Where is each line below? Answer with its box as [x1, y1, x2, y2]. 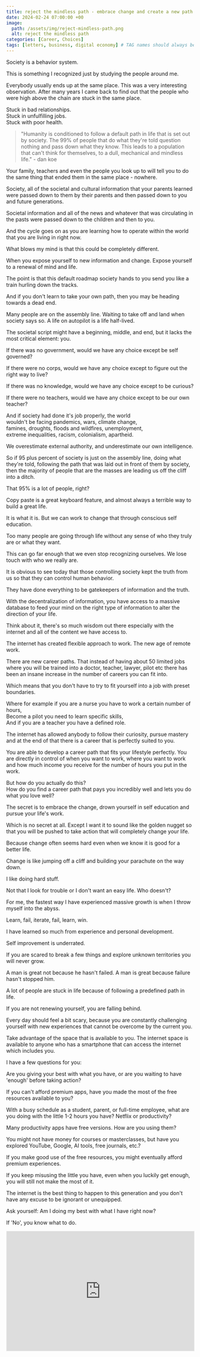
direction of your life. [6, 610, 58, 618]
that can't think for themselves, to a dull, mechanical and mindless [20, 149, 183, 156]
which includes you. [6, 1047, 55, 1054]
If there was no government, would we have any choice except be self [6, 346, 179, 353]
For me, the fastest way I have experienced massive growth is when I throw [6, 898, 191, 906]
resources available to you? [6, 1095, 74, 1102]
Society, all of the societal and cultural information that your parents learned [6, 185, 193, 192]
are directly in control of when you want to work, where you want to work [6, 754, 186, 762]
